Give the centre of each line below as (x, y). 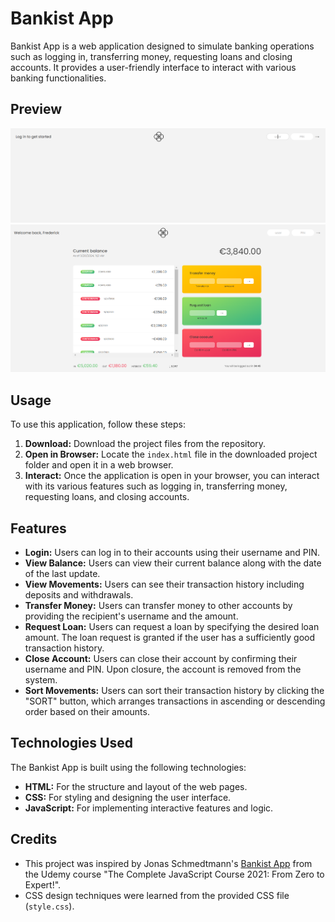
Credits (34, 839)
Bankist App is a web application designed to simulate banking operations (162, 46)
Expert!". (43, 884)
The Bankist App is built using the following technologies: (128, 767)
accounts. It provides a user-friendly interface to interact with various (153, 67)
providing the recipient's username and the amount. (131, 616)
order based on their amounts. (87, 712)
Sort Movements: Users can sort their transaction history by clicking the (174, 691)
